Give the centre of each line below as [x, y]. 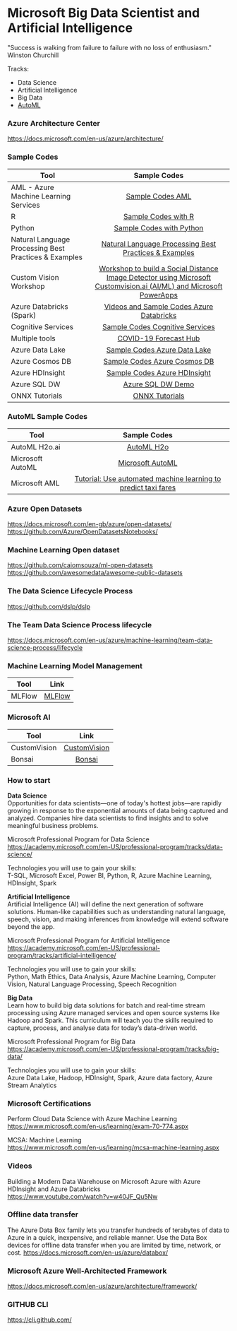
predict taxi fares [148, 487]
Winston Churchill [33, 55]
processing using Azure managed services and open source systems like [114, 1012]
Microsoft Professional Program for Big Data [72, 1041]
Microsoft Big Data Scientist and [104, 13]
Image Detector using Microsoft [159, 277]
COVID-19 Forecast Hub [159, 338]
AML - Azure [32, 187]
